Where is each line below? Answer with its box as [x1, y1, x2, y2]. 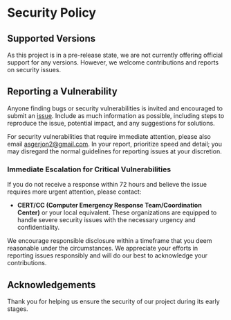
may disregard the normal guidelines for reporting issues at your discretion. [7, 147, 223, 155]
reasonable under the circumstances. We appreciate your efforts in [7, 244, 198, 253]
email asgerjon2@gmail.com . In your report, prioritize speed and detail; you [7, 140, 223, 148]
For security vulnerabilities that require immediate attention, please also [7, 132, 211, 140]
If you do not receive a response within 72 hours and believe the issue [7, 180, 207, 189]
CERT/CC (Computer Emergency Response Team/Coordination [17, 201, 202, 210]
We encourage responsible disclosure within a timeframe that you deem [7, 237, 212, 245]
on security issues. [7, 66, 61, 74]
